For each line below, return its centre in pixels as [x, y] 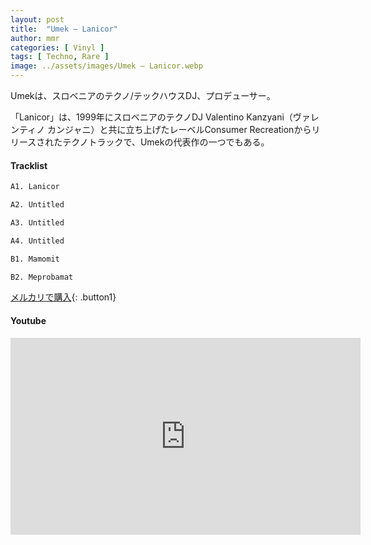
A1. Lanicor [35, 187]
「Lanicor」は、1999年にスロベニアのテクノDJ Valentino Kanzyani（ [151, 117]
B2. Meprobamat [42, 277]
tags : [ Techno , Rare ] [60, 57]
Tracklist [29, 165]
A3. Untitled [37, 222]
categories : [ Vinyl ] [57, 47]
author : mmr [35, 38]
